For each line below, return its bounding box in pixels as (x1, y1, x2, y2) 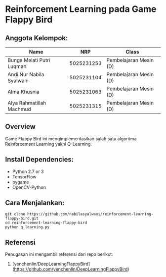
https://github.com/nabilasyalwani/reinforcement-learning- (27, 212, 154, 217)
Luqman (7, 63, 27, 70)
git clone (5, 212, 26, 217)
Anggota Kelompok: (5, 34, 68, 42)
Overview (5, 122, 36, 131)
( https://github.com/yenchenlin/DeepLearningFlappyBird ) (12, 266, 129, 272)
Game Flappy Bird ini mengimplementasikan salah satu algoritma (5, 135, 137, 142)
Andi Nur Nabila (7, 71, 44, 78)
